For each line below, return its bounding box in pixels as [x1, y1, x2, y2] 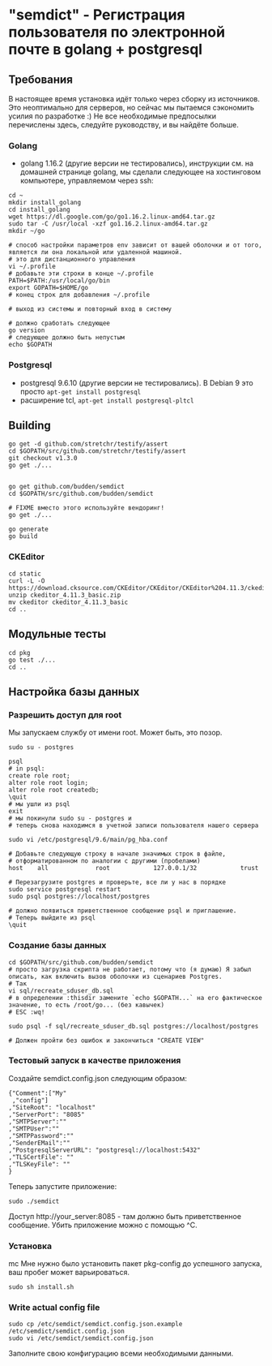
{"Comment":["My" [8, 1089, 67, 1097]
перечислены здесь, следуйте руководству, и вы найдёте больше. [8, 120, 239, 129]
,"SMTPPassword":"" [8, 1131, 74, 1140]
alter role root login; [8, 779, 89, 787]
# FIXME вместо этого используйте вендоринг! [8, 504, 164, 512]
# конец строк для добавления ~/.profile [8, 291, 151, 299]
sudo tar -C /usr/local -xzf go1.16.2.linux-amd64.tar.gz [8, 220, 208, 228]
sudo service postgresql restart [8, 886, 121, 894]
